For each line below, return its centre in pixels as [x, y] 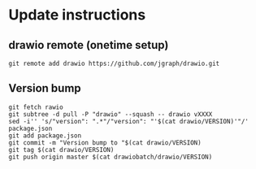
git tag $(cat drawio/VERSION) [61, 149]
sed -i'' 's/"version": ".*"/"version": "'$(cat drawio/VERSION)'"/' [129, 121]
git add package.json [45, 136]
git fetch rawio [36, 107]
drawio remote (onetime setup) [89, 45]
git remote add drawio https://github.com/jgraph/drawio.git [114, 63]
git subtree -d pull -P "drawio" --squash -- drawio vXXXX [111, 114]
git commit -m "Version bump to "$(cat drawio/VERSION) [105, 143]
